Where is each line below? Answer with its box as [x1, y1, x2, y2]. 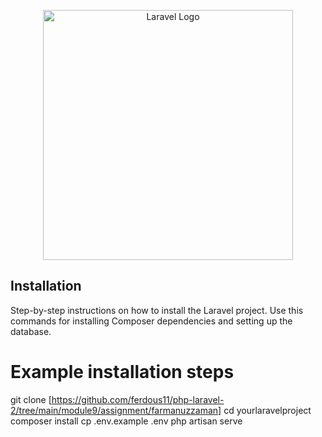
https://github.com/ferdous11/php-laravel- [51, 393, 225, 405]
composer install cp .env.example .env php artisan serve [10, 415, 243, 427]
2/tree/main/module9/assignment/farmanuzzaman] [10, 404, 222, 416]
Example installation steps [10, 361, 235, 383]
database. [10, 325, 52, 337]
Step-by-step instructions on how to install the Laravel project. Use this [10, 304, 304, 316]
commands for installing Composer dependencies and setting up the [10, 315, 293, 327]
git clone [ [10, 393, 52, 405]
